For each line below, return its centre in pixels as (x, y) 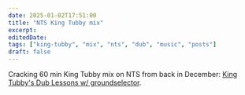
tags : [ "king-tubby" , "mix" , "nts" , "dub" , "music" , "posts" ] (112, 45)
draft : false (30, 52)
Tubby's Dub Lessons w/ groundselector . (75, 82)
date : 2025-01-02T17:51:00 (52, 15)
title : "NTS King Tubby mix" (56, 23)
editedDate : (28, 37)
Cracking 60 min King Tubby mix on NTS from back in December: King (123, 74)
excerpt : (22, 30)
